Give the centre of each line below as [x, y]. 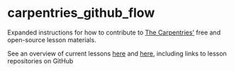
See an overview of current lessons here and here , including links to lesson [117, 53]
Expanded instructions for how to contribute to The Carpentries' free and [114, 32]
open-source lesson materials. [52, 39]
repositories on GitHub [40, 60]
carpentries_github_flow [81, 13]
